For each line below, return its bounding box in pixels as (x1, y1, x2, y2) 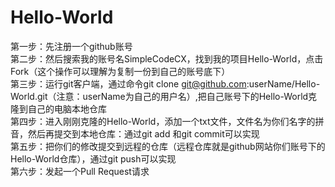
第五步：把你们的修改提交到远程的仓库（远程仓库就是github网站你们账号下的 (10, 140, 326, 152)
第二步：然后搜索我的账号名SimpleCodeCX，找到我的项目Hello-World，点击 (10, 52, 324, 65)
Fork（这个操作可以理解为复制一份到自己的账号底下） (10, 65, 231, 77)
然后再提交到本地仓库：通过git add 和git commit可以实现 (27, 127, 260, 140)
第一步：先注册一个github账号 (10, 40, 133, 52)
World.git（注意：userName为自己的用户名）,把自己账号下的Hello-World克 (10, 90, 318, 102)
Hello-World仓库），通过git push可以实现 (10, 152, 177, 165)
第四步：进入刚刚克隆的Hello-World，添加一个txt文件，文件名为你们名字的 (10, 115, 316, 127)
